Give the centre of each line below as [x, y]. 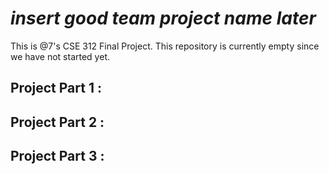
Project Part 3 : [57, 156]
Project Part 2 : [57, 122]
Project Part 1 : [56, 88]
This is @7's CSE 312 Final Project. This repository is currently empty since [165, 46]
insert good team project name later [163, 18]
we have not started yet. [60, 56]
